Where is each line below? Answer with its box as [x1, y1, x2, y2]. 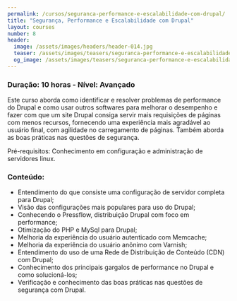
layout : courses [7, 23, 55, 30]
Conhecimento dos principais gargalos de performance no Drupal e [17, 263, 214, 272]
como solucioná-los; [17, 271, 78, 279]
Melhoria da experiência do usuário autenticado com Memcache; [17, 233, 207, 242]
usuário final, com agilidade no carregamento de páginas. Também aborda [7, 126, 224, 134]
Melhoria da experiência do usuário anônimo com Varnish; [17, 241, 188, 249]
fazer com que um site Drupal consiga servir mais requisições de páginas [7, 111, 221, 119]
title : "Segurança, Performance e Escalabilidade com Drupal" [7, 17, 194, 24]
